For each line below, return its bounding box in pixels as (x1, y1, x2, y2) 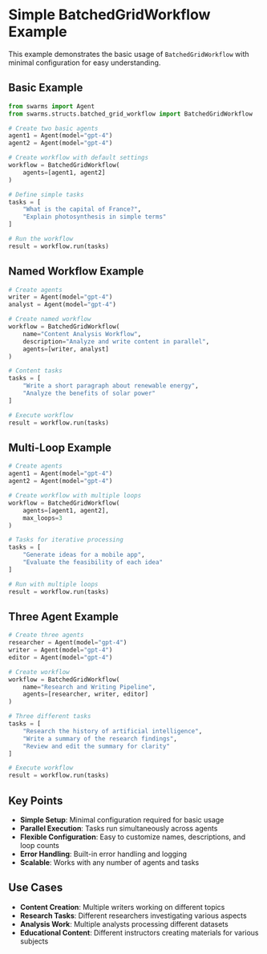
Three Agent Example (8, 610, 119, 623)
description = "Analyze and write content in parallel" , (22, 337, 210, 346)
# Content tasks (8, 367, 63, 375)
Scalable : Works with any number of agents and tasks (19, 858, 200, 867)
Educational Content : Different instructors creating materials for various (19, 928, 259, 937)
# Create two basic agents (8, 124, 99, 132)
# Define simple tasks (8, 190, 84, 198)
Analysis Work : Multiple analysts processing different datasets (19, 919, 229, 928)
